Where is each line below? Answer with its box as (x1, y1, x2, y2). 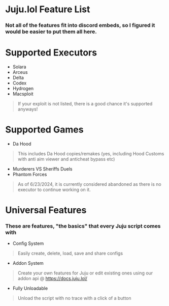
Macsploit (12, 91, 34, 97)
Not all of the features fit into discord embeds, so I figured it (5, 22, 155, 29)
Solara (12, 64, 26, 70)
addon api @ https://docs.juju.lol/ (17, 275, 88, 282)
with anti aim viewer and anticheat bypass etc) (17, 156, 115, 162)
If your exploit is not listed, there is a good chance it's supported (17, 101, 153, 107)
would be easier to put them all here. (5, 28, 97, 35)
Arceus (12, 69, 28, 75)
